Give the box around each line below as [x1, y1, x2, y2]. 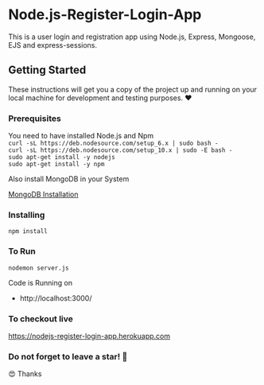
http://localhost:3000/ [19, 293, 92, 303]
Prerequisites [8, 113, 61, 124]
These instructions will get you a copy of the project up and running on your [8, 84, 257, 94]
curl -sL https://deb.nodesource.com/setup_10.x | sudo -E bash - [8, 146, 233, 154]
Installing [8, 209, 45, 220]
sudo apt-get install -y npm [8, 161, 105, 169]
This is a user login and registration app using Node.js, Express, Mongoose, [8, 32, 256, 41]
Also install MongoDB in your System [8, 174, 130, 184]
